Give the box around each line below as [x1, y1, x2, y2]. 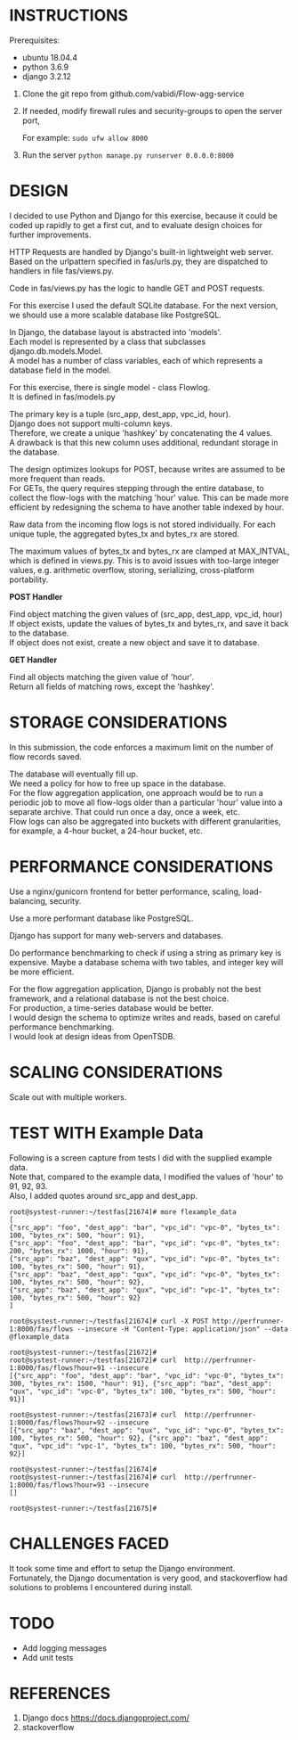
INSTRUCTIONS [9, 5, 129, 26]
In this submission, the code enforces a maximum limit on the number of [9, 742, 274, 752]
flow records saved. [9, 751, 83, 762]
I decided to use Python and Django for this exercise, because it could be [9, 210, 278, 221]
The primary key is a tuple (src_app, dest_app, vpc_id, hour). [9, 408, 231, 419]
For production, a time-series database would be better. [9, 1002, 214, 1013]
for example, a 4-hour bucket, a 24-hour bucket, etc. [9, 825, 203, 836]
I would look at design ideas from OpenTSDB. [9, 1030, 176, 1041]
